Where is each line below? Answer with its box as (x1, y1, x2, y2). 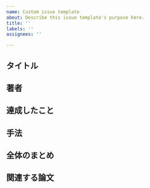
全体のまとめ (6, 151, 54, 161)
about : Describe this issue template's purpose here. (6, 15, 145, 21)
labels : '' (6, 25, 34, 32)
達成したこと (6, 105, 54, 115)
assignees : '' (6, 31, 42, 37)
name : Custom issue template (6, 8, 80, 15)
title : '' (6, 20, 31, 26)
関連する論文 (6, 173, 54, 183)
